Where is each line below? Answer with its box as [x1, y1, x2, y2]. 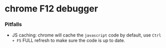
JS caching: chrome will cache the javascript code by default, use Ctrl [12, 32, 161, 38]
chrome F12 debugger [5, 3, 99, 14]
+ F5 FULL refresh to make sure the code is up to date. [12, 37, 125, 43]
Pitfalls [5, 21, 22, 28]
